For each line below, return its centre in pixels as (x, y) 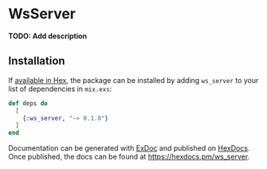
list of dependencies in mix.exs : (60, 88)
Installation (37, 61)
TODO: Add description (48, 36)
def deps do (28, 103)
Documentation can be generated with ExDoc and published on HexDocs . (129, 148)
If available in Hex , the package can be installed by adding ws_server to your (133, 80)
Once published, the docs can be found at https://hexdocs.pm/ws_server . (129, 157)
